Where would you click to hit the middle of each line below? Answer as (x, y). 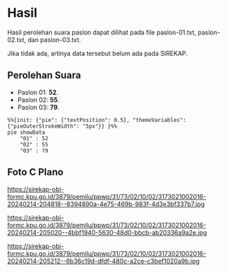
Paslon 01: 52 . (38, 92)
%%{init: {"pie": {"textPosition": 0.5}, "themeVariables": (97, 120)
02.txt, (17, 39)
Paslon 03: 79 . (38, 107)
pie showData (26, 132)
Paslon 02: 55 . (38, 100)
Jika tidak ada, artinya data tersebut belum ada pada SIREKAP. (97, 53)
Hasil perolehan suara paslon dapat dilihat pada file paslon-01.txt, (102, 32)
